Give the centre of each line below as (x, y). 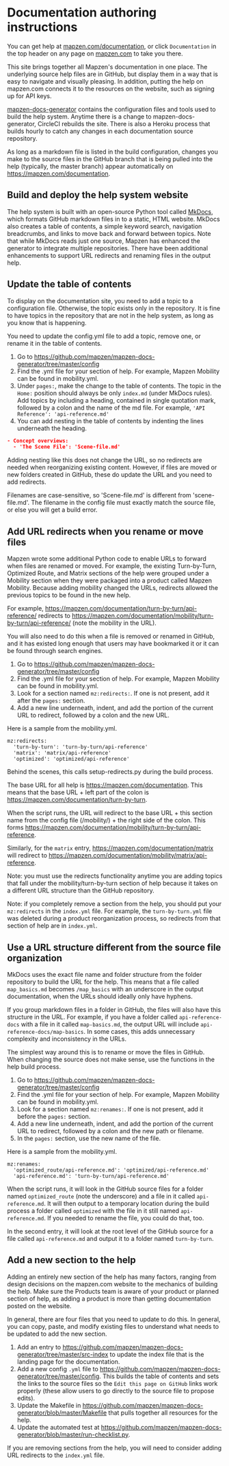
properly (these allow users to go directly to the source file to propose (116, 1391)
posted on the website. (39, 1305)
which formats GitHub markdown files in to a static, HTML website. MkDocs (113, 219)
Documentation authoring (82, 13)
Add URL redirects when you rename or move (105, 531)
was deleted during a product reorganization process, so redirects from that (114, 919)
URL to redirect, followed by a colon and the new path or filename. (110, 1131)
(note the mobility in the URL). (114, 623)
